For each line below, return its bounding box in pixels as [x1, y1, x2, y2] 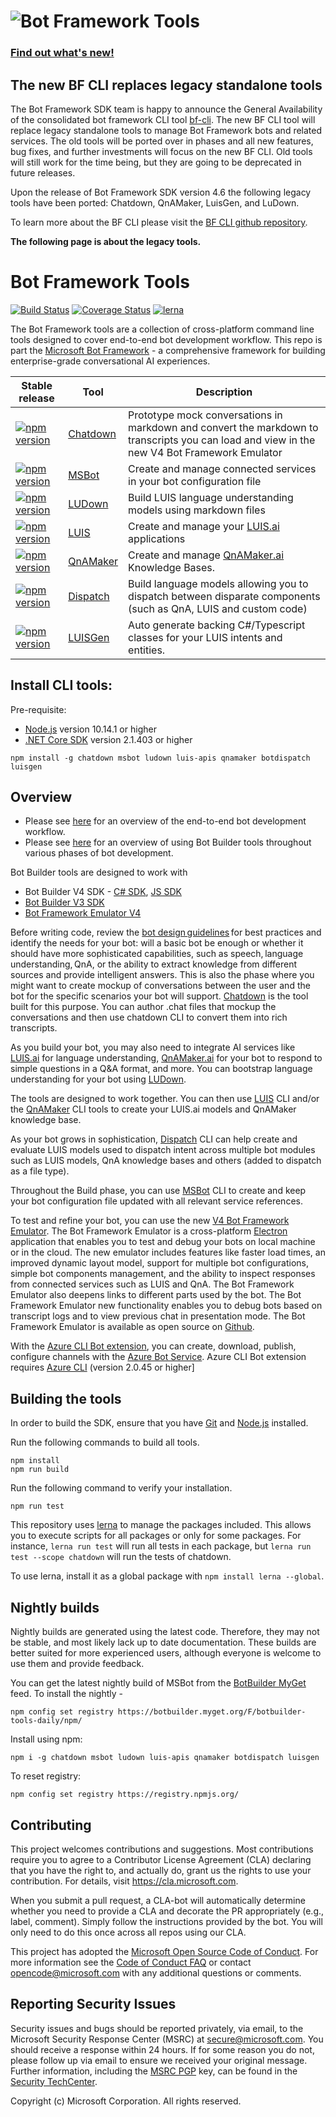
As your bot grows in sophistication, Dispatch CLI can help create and [10, 1133, 298, 1145]
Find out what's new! [10, 46, 115, 60]
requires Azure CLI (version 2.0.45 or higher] [10, 1361, 195, 1374]
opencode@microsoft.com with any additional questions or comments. [10, 1966, 302, 1979]
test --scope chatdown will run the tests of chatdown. [10, 1551, 232, 1563]
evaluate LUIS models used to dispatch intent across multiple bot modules [10, 1144, 316, 1156]
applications [128, 531, 186, 545]
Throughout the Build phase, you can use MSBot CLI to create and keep [10, 1185, 307, 1197]
